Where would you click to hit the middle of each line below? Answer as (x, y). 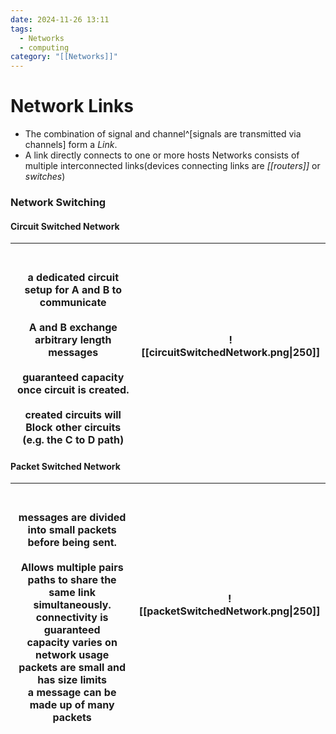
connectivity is (72, 618)
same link (72, 593)
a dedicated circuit (73, 278)
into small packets (72, 530)
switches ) (45, 177)
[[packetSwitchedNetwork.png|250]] (229, 611)
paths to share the (72, 580)
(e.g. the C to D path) (73, 440)
